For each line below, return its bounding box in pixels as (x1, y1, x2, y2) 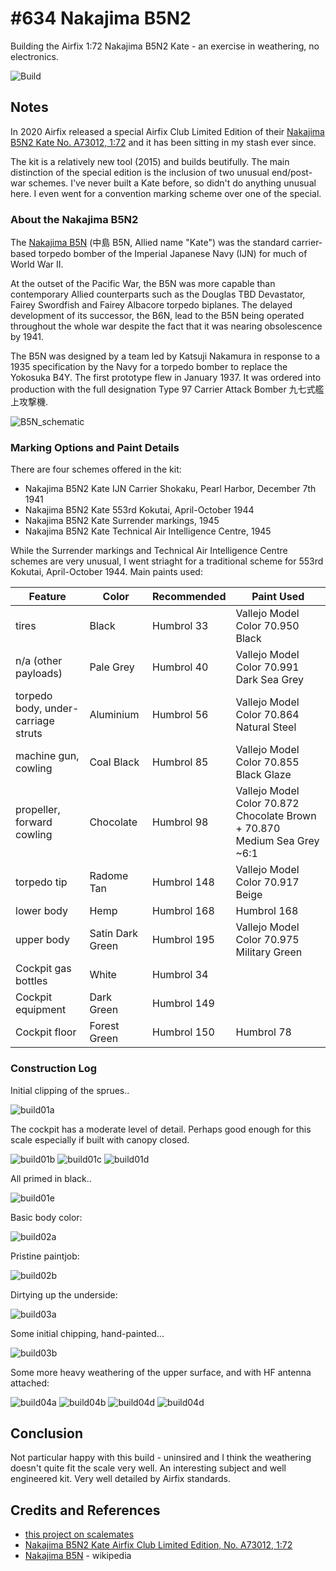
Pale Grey (89, 660, 135, 674)
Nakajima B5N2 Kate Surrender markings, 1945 (24, 515, 220, 527)
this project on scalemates (24, 1528, 135, 1541)
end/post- (271, 166, 313, 178)
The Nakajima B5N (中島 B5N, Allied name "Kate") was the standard (10, 237, 290, 249)
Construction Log (10, 1062, 98, 1076)
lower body (15, 904, 68, 918)
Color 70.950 (235, 619, 300, 633)
